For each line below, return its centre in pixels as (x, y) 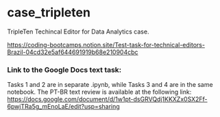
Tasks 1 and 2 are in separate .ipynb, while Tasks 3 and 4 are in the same (110, 85)
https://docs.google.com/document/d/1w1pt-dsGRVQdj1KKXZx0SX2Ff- (107, 99)
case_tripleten (49, 13)
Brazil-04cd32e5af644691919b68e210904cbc (73, 52)
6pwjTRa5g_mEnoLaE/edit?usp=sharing (63, 107)
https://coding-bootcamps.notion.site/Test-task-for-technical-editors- (106, 44)
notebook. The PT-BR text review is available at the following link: (99, 92)
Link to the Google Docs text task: (64, 70)
